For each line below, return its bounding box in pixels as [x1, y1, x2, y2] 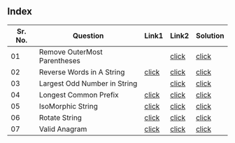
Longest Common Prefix [38, 90, 119, 100]
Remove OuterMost [38, 47, 103, 57]
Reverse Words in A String [38, 67, 125, 76]
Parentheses [38, 55, 80, 65]
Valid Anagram [38, 124, 87, 134]
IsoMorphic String [38, 101, 98, 111]
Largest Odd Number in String [38, 79, 138, 88]
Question [72, 31, 104, 41]
